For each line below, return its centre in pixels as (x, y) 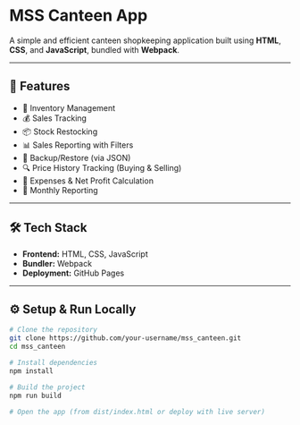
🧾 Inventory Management (69, 107)
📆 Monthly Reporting (60, 190)
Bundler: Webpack (57, 263)
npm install (31, 371)
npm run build (36, 395)
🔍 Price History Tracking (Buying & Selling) (102, 167)
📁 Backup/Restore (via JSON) (76, 157)
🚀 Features (40, 86)
